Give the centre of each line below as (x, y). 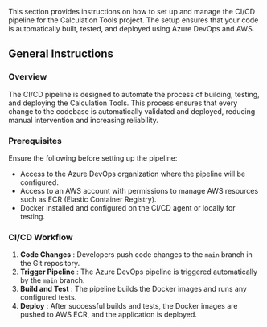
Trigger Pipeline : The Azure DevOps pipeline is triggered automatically (139, 272)
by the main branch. (52, 280)
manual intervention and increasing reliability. (84, 120)
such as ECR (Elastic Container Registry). (88, 199)
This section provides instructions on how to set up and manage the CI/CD (132, 12)
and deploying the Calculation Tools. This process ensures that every (123, 103)
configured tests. (48, 297)
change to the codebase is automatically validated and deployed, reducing (132, 111)
